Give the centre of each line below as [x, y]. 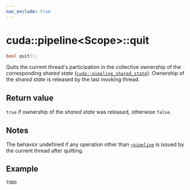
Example [22, 169]
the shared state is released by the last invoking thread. [73, 80]
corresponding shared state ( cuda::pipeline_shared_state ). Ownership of [95, 73]
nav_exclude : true [28, 11]
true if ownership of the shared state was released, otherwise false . [89, 112]
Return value [30, 98]
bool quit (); [22, 56]
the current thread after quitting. [45, 151]
